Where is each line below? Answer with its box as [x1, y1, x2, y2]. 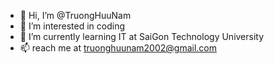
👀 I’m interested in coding [19, 20, 126, 32]
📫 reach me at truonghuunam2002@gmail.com [19, 42, 218, 54]
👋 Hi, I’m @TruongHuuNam [19, 10, 132, 21]
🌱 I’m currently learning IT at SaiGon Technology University [19, 31, 265, 42]
